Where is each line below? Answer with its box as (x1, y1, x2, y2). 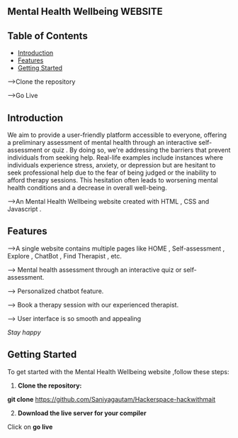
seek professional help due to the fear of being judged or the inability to (7, 168, 217, 177)
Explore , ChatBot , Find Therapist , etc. (7, 251, 123, 260)
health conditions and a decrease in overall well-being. (7, 184, 168, 192)
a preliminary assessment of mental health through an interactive (7, 138, 197, 147)
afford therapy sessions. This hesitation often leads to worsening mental (7, 176, 218, 185)
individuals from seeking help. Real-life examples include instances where (7, 153, 224, 162)
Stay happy (7, 328, 41, 336)
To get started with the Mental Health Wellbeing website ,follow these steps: (7, 367, 229, 376)
